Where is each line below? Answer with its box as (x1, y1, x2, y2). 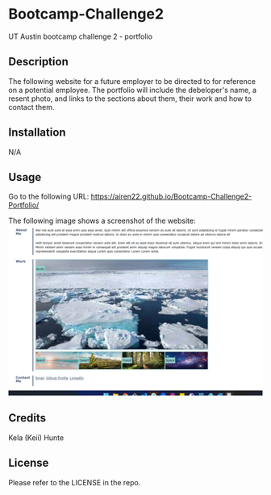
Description (8, 55, 69, 69)
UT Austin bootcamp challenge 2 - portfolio (8, 31, 153, 41)
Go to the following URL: (8, 191, 90, 202)
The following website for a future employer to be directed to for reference (8, 76, 256, 86)
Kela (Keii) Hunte (8, 433, 65, 443)
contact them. (8, 102, 55, 111)
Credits (8, 411, 47, 425)
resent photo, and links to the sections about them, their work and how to (8, 94, 252, 103)
